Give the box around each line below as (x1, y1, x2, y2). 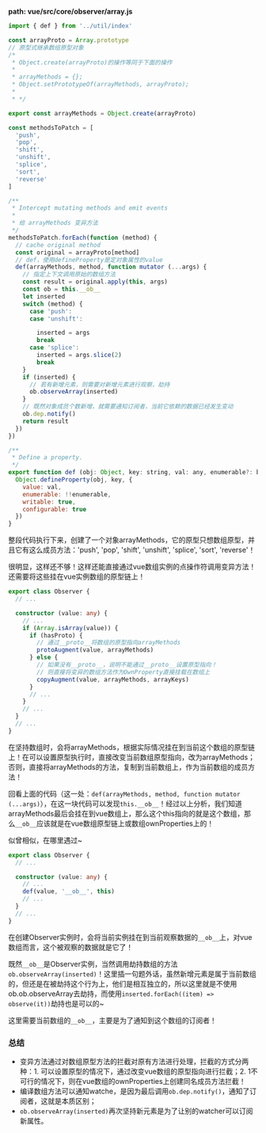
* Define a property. (11, 454, 83, 462)
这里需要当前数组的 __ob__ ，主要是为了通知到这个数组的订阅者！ (8, 1015, 217, 1025)
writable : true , (22, 498, 77, 506)
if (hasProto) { (28, 631, 83, 640)
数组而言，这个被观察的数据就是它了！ (8, 942, 133, 952)
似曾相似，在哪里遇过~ (8, 835, 83, 845)
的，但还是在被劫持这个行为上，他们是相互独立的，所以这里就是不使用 (8, 979, 237, 988)
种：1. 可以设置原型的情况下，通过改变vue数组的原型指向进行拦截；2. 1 (19, 1066, 251, 1076)
